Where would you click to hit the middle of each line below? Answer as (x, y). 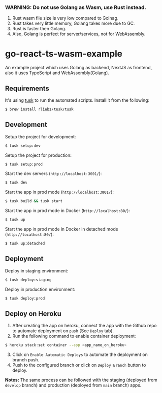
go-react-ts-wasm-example (64, 54)
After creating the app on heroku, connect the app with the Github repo (84, 326)
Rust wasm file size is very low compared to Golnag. (65, 18)
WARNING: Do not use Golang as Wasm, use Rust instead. (76, 7)
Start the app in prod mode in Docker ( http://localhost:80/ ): (68, 211)
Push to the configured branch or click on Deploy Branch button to (79, 365)
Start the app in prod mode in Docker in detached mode (62, 229)
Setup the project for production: (38, 155)
